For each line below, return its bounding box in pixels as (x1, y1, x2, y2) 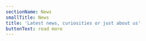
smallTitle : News (5, 14, 49, 20)
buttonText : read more (5, 25, 63, 32)
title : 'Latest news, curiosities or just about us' (5, 20, 141, 26)
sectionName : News (5, 8, 52, 15)
